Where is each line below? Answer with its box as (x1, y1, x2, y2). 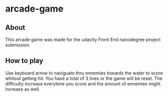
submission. (5, 42, 30, 48)
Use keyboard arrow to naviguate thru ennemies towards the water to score (5, 70, 163, 76)
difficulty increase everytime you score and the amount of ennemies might (5, 80, 161, 86)
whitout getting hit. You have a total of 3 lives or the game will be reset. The (5, 75, 163, 81)
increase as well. (5, 86, 40, 92)
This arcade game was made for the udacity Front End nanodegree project (5, 36, 161, 42)
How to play (5, 57, 44, 65)
